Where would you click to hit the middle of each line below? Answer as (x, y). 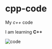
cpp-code (26, 9)
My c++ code (19, 22)
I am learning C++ (24, 32)
